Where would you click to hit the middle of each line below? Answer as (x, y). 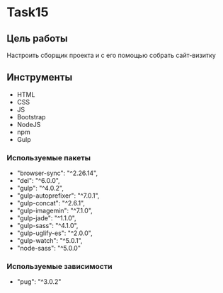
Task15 (28, 12)
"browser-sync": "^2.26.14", (57, 173)
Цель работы (37, 38)
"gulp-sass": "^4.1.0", (47, 226)
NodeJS (29, 124)
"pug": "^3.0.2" (39, 282)
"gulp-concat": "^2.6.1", (51, 203)
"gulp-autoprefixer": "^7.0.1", (58, 196)
